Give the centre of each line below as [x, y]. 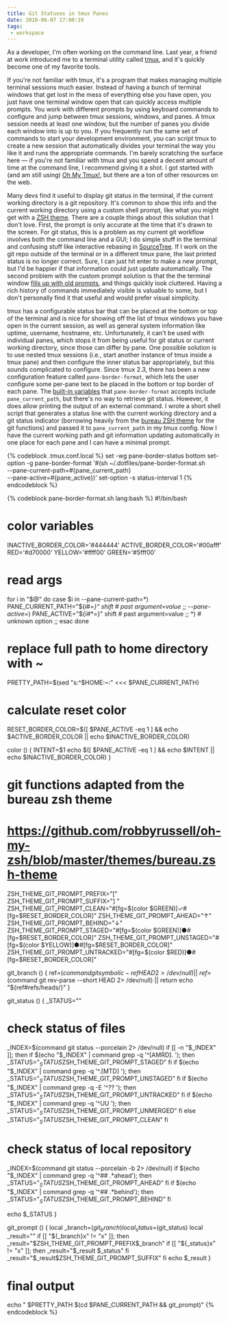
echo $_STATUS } [32, 1214]
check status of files [66, 1029]
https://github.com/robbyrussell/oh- [114, 831]
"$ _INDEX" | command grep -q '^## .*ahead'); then [79, 1175]
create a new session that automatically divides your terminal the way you [111, 146]
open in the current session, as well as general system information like [106, 326]
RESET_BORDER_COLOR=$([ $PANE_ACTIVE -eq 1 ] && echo [93, 729]
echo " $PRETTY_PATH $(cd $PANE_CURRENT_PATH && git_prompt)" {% [111, 1305]
